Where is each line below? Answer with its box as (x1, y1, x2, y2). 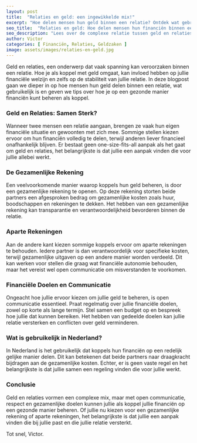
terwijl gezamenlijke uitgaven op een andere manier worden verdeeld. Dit (6, 254, 183, 261)
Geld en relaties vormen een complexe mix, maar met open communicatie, (6, 394, 186, 401)
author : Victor (6, 36, 43, 42)
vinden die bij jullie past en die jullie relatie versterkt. (6, 419, 133, 426)
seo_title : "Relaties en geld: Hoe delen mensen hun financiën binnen (6, 25, 185, 31)
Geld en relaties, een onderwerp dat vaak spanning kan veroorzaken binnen (6, 63, 189, 70)
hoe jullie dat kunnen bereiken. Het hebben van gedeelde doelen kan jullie (6, 312, 185, 319)
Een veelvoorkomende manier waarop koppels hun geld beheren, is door (6, 182, 182, 189)
